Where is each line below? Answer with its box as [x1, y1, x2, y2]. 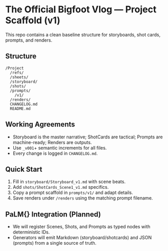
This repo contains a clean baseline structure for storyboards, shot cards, [5, 31, 161, 38]
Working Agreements [5, 120, 75, 129]
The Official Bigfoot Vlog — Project [5, 4, 157, 15]
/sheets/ [10, 75, 29, 80]
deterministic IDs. [12, 229, 50, 235]
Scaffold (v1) [5, 14, 60, 26]
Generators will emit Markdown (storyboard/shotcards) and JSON [12, 235, 152, 241]
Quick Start [5, 165, 43, 173]
